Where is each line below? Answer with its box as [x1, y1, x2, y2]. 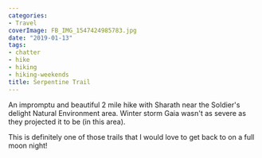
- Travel [8, 19, 37, 27]
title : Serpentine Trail [8, 78, 91, 86]
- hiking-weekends [8, 71, 69, 79]
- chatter [8, 48, 41, 56]
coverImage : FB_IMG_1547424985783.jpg [8, 26, 137, 34]
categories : [8, 11, 48, 20]
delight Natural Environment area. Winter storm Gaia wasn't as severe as [8, 108, 247, 118]
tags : [8, 41, 26, 49]
